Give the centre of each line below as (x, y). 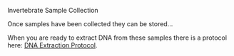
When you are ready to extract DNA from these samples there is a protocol (117, 38)
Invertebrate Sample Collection (53, 10)
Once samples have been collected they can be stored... (90, 24)
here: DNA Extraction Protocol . (52, 45)
